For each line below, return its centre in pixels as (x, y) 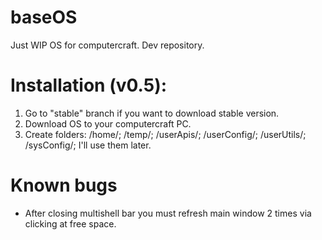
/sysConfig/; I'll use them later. (88, 145)
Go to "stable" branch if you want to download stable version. (152, 113)
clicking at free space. (70, 223)
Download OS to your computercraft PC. (108, 123)
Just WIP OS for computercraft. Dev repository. (107, 45)
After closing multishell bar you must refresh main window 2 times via (168, 213)
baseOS (44, 17)
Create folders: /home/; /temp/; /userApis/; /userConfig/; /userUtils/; (165, 134)
